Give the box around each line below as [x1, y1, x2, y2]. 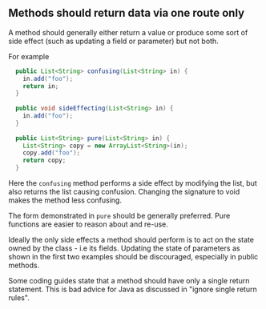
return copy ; [22, 156, 66, 165]
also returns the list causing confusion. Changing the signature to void [8, 187, 240, 197]
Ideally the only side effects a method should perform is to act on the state [8, 235, 255, 245]
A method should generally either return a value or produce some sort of [8, 27, 248, 37]
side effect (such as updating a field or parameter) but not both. [8, 36, 219, 46]
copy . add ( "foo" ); [22, 149, 81, 157]
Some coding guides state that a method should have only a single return [8, 276, 250, 286]
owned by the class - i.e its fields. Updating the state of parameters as [8, 243, 240, 253]
